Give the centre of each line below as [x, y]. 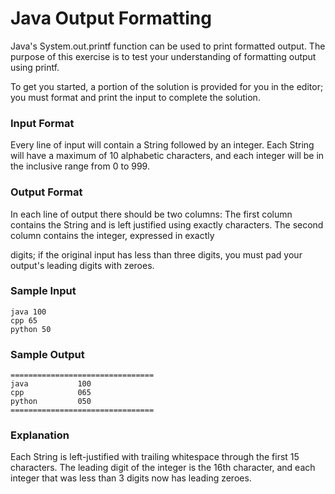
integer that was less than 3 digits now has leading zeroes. [131, 478]
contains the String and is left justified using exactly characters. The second [167, 224]
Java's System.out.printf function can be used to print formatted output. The [168, 46]
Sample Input [43, 291]
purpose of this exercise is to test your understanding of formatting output [163, 56]
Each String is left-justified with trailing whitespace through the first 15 [155, 457]
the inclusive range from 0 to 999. [80, 166]
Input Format [42, 123]
